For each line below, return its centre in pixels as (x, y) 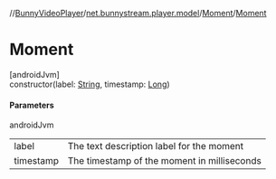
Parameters (32, 105)
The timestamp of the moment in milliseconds (165, 161)
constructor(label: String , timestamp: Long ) (90, 84)
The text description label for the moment (156, 146)
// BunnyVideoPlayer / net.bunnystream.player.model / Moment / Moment (138, 13)
